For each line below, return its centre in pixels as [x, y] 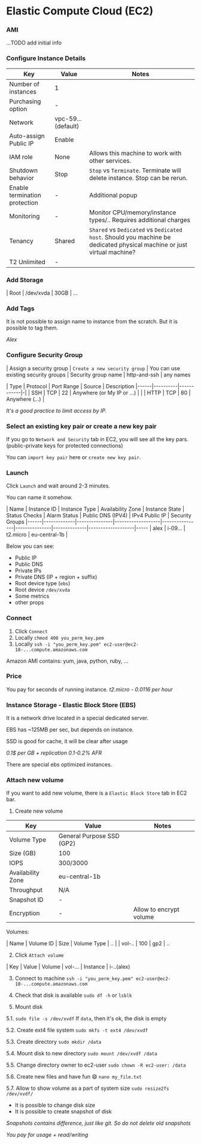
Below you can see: [31, 546]
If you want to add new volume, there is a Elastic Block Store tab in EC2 [97, 793]
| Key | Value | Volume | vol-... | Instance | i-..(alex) [68, 967]
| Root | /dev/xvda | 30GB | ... [42, 293]
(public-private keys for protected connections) [65, 445]
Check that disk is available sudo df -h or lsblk [73, 995]
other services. [110, 160]
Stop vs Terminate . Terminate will [135, 170]
